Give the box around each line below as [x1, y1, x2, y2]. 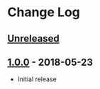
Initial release [17, 75, 57, 83]
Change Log [7, 4, 80, 20]
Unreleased [7, 32, 60, 44]
